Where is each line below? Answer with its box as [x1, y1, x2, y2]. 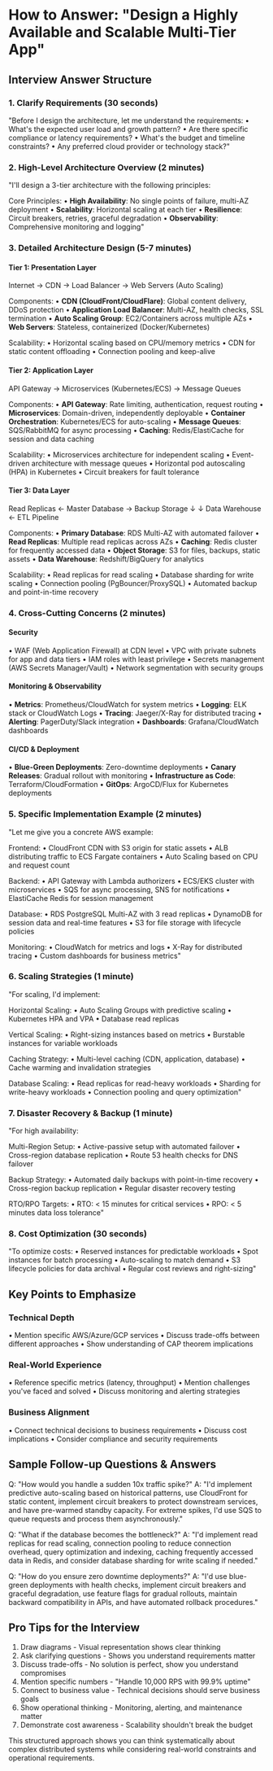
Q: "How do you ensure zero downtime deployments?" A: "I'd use [8, 1571, 227, 1581]
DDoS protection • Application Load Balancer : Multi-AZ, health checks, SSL [8, 305, 264, 315]
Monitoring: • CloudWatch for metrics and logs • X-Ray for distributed [8, 942, 243, 951]
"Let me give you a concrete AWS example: [8, 827, 154, 837]
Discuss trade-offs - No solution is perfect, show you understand [19, 1659, 239, 1669]
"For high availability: [8, 1126, 79, 1136]
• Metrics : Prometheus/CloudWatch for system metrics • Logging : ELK [8, 700, 247, 710]
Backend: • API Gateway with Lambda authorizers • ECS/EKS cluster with [8, 876, 254, 885]
